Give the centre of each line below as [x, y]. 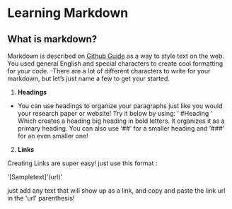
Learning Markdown [68, 13]
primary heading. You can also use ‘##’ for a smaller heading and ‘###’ [121, 128]
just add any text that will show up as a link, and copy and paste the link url [116, 191]
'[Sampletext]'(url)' [35, 177]
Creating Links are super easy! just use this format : [82, 163]
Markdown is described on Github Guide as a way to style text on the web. [116, 56]
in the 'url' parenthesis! [41, 198]
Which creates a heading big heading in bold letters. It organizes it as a [121, 121]
